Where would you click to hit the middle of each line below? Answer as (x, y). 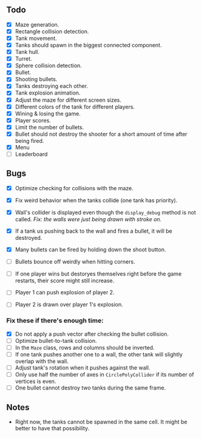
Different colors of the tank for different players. (75, 107)
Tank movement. (36, 38)
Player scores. (33, 120)
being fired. (29, 141)
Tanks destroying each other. (52, 86)
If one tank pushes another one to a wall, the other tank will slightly (99, 354)
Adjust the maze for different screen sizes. (68, 100)
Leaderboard (31, 154)
